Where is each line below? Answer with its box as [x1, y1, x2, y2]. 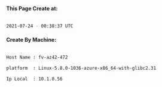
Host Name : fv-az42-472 [6, 54, 68, 61]
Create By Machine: [6, 36, 57, 43]
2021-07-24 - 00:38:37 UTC [6, 23, 74, 29]
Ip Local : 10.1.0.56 [6, 76, 63, 82]
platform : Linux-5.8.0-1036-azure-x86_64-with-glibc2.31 [6, 66, 157, 72]
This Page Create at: [6, 5, 58, 12]
